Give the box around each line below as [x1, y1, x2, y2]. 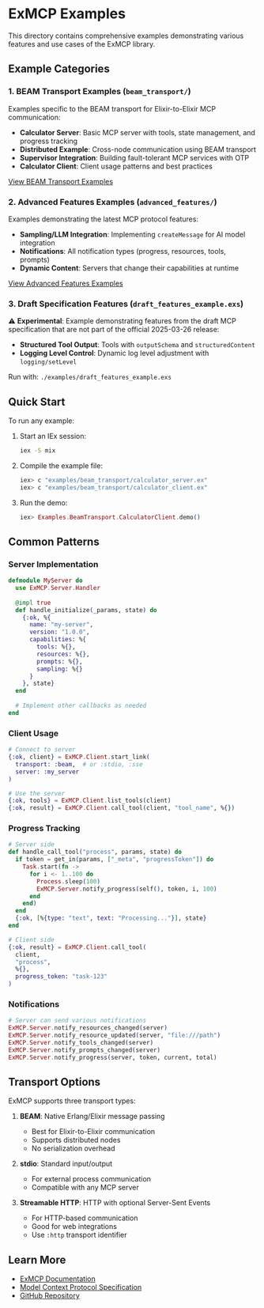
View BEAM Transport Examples [8, 176, 113, 186]
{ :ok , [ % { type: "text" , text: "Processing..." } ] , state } [15, 914, 207, 922]
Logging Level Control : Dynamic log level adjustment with [19, 349, 209, 358]
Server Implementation [8, 558, 99, 569]
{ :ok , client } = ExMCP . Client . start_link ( [8, 753, 150, 762]
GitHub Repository [19, 1291, 81, 1301]
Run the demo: [19, 497, 68, 507]
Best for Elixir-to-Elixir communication [31, 1127, 156, 1136]
